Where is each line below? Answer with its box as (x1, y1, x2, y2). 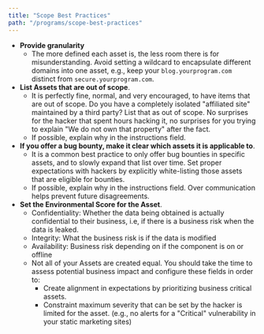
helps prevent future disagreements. (31, 191, 150, 201)
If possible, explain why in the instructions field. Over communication (31, 183, 256, 192)
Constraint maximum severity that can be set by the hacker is (43, 300, 243, 310)
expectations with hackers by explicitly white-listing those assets (31, 166, 243, 176)
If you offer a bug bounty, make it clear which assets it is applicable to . (19, 141, 255, 150)
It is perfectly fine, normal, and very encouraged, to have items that (31, 91, 251, 100)
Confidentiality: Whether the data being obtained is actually (31, 208, 225, 217)
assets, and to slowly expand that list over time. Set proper (31, 158, 222, 167)
